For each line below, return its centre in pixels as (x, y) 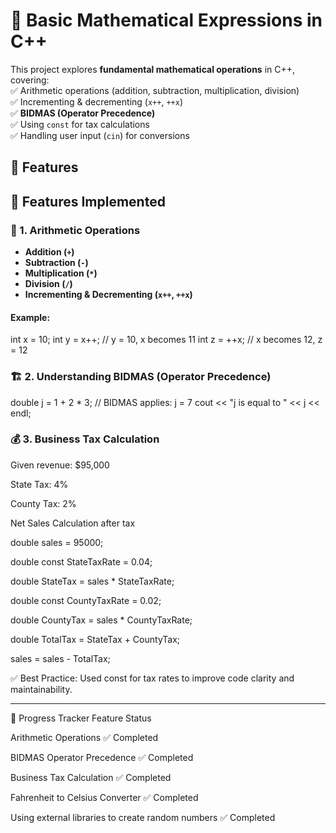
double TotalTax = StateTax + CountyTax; (95, 639)
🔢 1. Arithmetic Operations (75, 230)
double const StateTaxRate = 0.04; (81, 561)
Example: (30, 317)
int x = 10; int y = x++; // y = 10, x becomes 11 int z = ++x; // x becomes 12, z (166, 340)
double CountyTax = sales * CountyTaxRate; (101, 620)
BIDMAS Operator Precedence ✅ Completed (102, 757)
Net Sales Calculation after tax (73, 523)
